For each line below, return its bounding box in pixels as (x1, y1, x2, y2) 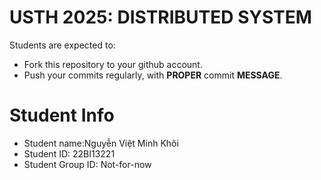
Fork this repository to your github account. (23, 58, 203, 70)
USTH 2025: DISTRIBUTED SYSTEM (9, 6, 312, 29)
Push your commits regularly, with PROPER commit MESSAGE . (23, 69, 283, 81)
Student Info (9, 104, 115, 127)
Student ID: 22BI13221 (23, 147, 116, 160)
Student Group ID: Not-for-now (23, 158, 152, 170)
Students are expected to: (9, 39, 116, 51)
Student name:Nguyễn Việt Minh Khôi (23, 137, 179, 149)
